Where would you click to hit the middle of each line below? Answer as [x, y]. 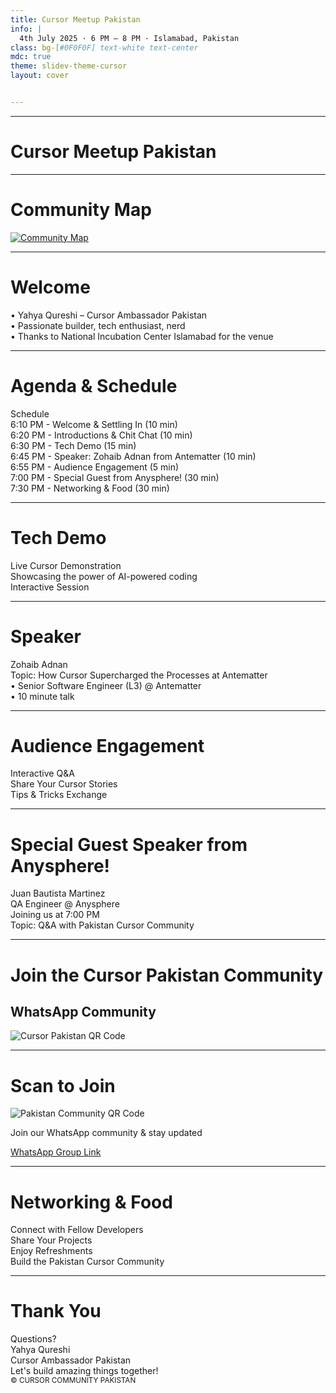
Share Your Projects [51, 1240]
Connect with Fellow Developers [77, 1230]
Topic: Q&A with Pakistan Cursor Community [102, 925]
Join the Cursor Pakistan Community [167, 975]
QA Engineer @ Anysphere [65, 904]
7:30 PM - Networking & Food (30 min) [90, 488]
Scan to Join [63, 1085]
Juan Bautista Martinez [58, 893]
